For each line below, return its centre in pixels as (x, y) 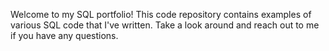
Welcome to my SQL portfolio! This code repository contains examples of (161, 14)
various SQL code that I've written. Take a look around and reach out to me (165, 25)
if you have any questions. (64, 35)
